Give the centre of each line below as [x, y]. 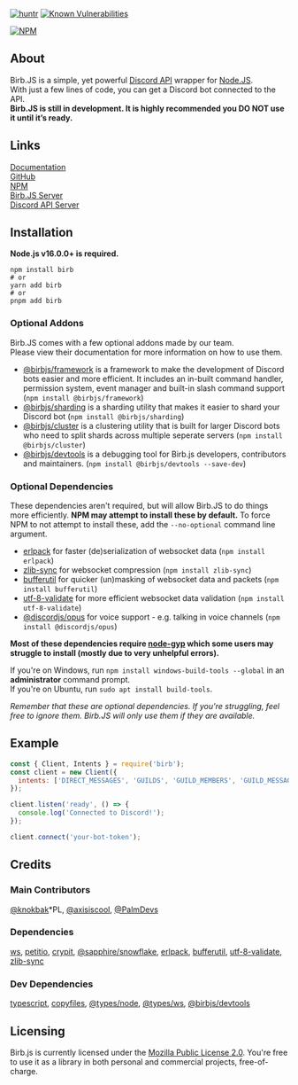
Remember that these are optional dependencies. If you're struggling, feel [145, 706]
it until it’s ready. [42, 117]
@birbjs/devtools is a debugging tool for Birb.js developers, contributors [154, 454]
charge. [24, 1071]
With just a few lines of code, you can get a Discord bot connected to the [143, 90]
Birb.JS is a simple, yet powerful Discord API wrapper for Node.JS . [132, 80]
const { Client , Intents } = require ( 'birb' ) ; [97, 764]
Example [34, 743]
